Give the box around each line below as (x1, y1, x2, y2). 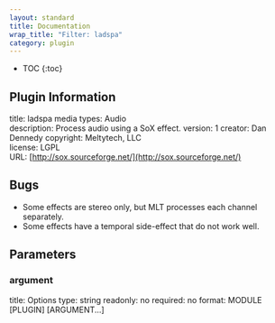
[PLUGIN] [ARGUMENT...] (9, 304, 105, 315)
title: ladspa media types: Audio (9, 114, 127, 125)
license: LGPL (9, 142, 60, 153)
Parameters (9, 247, 77, 263)
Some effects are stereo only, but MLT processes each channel (22, 201, 258, 212)
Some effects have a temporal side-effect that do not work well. (22, 220, 260, 231)
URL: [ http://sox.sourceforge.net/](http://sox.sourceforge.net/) (9, 152, 242, 162)
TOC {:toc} (22, 63, 63, 74)
